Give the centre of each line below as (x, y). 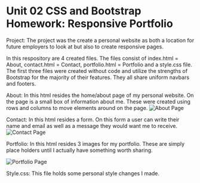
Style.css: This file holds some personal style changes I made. (83, 173)
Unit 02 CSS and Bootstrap (74, 11)
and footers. (21, 83)
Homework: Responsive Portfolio (90, 24)
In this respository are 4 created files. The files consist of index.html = (92, 58)
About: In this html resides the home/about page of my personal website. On (100, 95)
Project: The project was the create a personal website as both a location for (100, 40)
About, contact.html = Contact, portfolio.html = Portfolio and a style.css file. (99, 65)
